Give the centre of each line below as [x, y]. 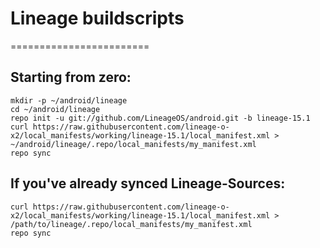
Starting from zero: [71, 77]
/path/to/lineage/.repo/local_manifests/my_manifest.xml [131, 224]
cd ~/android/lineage [55, 109]
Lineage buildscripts [97, 18]
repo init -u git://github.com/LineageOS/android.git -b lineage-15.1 [160, 118]
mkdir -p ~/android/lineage [69, 100]
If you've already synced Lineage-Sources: [148, 183]
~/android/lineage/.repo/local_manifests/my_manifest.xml [133, 144]
